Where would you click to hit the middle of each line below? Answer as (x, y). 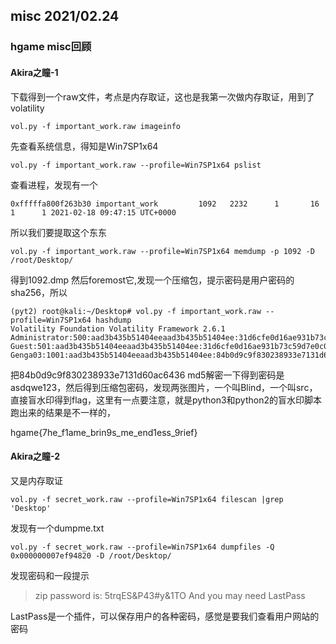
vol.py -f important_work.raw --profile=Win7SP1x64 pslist (136, 165)
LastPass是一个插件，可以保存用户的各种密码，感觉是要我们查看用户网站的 (165, 616)
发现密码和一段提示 (50, 575)
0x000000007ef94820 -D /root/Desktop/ (91, 555)
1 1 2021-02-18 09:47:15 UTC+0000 (93, 212)
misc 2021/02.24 (65, 16)
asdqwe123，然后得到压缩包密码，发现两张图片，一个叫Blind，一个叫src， (164, 387)
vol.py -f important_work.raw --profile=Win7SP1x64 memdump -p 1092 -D (162, 251)
